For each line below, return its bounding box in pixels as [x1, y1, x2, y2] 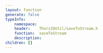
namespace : [14, 21, 37, 27]
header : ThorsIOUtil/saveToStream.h [14, 26, 98, 31]
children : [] [5, 40, 33, 45]
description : [14, 36, 42, 41]
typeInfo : [5, 17, 26, 22]
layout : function [5, 7, 42, 13]
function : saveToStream [14, 31, 67, 36]
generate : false [5, 12, 39, 17]
